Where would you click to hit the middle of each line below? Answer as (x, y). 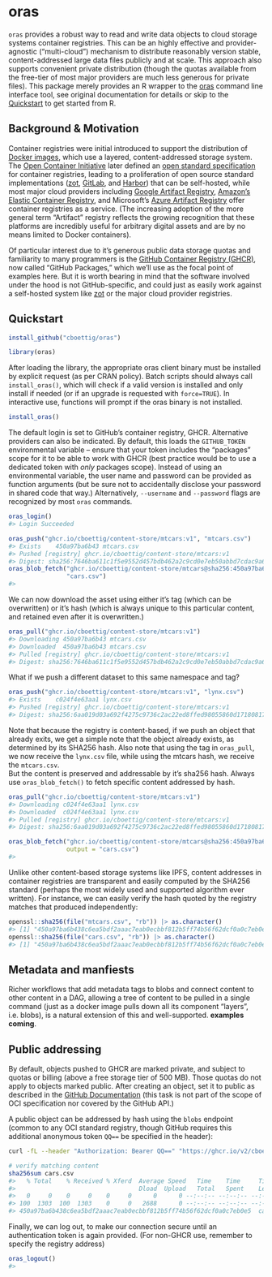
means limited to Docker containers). (70, 235)
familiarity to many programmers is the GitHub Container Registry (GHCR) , (132, 259)
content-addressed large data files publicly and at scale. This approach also (135, 60)
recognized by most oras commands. (70, 502)
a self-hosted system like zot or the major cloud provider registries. (121, 293)
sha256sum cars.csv (41, 1173)
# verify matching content (54, 1166)
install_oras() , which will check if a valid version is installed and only (126, 385)
